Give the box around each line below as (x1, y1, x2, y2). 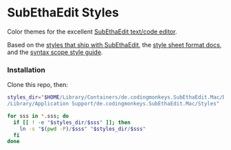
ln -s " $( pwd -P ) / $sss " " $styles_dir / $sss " (19, 125, 146, 132)
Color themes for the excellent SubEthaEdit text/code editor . (7, 27, 177, 36)
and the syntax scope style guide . (7, 48, 103, 56)
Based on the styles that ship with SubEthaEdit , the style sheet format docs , (7, 40, 222, 49)
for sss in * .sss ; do (7, 112, 69, 119)
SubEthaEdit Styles (7, 5, 119, 21)
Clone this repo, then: (7, 81, 69, 89)
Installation (7, 65, 46, 75)
